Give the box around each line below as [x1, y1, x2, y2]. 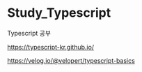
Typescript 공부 [7, 29, 51, 37]
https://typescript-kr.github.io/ [7, 43, 95, 51]
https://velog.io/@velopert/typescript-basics [7, 56, 136, 64]
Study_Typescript [7, 5, 111, 21]
